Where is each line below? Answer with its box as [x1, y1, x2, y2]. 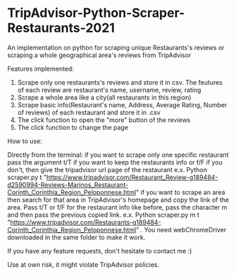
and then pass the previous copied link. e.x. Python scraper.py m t [7, 210, 199, 219]
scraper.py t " [7, 173, 47, 181]
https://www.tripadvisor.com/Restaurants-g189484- [10, 217, 161, 227]
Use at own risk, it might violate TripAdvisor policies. [7, 260, 160, 269]
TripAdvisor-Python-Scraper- [7, 5, 185, 21]
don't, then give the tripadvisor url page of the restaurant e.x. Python [7, 165, 208, 174]
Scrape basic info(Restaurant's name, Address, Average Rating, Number [17, 100, 228, 109]
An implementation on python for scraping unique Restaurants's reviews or [7, 43, 225, 52]
